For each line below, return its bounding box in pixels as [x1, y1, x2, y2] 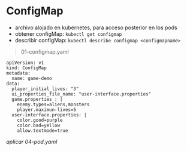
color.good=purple [17, 117, 63, 123]
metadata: [6, 70, 31, 76]
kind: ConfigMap [6, 64, 47, 71]
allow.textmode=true [17, 127, 68, 134]
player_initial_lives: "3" [11, 85, 79, 92]
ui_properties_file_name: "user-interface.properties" [11, 91, 152, 97]
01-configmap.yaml [20, 48, 69, 55]
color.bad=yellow [17, 122, 61, 128]
